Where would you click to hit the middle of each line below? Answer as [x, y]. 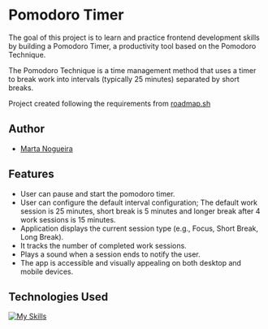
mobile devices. [47, 271]
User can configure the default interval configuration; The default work [139, 202]
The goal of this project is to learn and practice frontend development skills [134, 37]
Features [31, 174]
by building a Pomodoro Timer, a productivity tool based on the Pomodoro [132, 45]
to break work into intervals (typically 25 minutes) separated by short [124, 79]
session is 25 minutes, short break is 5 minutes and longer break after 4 [140, 211]
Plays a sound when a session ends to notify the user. [110, 254]
